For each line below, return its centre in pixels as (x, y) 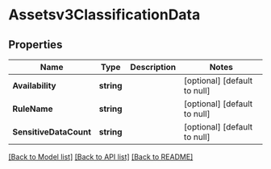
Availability (34, 86)
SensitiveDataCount (52, 132)
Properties (35, 45)
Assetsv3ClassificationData (104, 15)
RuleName (33, 109)
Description (153, 67)
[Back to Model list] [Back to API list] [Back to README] (101, 157)
